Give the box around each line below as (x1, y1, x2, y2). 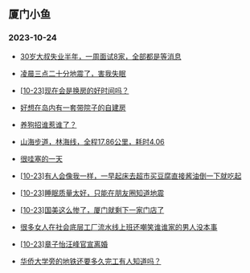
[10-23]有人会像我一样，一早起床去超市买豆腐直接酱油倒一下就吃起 (19, 171, 242, 181)
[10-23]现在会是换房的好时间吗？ (19, 85, 129, 95)
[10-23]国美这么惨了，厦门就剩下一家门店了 (19, 205, 165, 214)
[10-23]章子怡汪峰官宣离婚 (19, 239, 109, 249)
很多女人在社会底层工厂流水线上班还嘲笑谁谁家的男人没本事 (19, 222, 218, 231)
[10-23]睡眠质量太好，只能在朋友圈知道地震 (19, 188, 165, 198)
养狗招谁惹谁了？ (19, 120, 77, 129)
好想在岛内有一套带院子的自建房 (19, 103, 126, 112)
